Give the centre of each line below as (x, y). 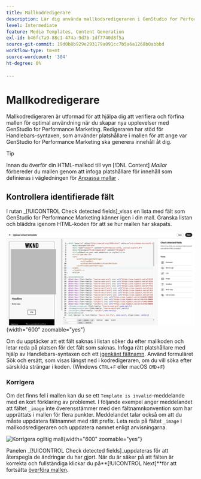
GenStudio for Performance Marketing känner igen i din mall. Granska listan (99, 218)
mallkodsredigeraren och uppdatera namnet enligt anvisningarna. (87, 427)
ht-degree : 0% (24, 63)
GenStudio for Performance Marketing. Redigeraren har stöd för (85, 129)
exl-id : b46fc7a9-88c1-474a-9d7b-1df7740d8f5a (65, 38)
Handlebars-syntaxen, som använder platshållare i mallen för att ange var (97, 135)
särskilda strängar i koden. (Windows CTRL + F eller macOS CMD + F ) (86, 367)
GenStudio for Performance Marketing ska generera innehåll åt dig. (89, 142)
